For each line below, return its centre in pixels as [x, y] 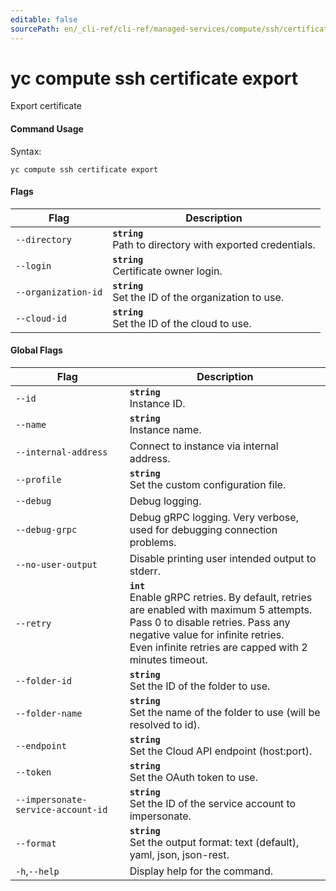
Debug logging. [165, 501]
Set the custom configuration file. [208, 485]
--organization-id [59, 292]
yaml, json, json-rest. [179, 855]
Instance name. [165, 430]
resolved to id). [165, 725]
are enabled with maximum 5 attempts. [221, 610]
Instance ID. [157, 404]
